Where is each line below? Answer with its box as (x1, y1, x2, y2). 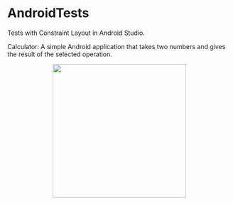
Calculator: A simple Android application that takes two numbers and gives (7, 42, 226, 51)
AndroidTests (7, 5, 90, 21)
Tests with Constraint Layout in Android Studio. (7, 28, 146, 37)
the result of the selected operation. (7, 50, 112, 58)
